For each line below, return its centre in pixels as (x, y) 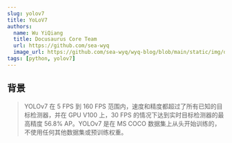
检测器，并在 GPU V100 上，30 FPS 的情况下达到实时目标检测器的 (124, 115)
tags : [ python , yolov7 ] (41, 59)
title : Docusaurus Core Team (55, 39)
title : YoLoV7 (28, 20)
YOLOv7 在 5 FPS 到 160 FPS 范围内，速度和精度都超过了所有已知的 (120, 106)
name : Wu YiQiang (38, 33)
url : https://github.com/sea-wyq (61, 46)
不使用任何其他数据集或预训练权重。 (76, 132)
